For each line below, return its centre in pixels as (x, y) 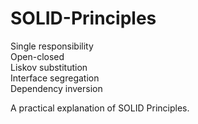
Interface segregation (55, 78)
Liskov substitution (49, 67)
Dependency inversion (56, 88)
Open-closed (37, 56)
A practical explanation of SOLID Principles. (100, 108)
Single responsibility (52, 46)
